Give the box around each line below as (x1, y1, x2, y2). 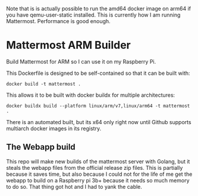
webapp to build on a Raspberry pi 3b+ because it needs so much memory (6, 176, 190, 184)
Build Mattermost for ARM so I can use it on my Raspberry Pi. (6, 58, 156, 65)
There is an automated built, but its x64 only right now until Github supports (6, 118, 191, 125)
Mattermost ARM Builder (6, 39, 131, 52)
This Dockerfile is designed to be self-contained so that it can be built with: (6, 69, 190, 77)
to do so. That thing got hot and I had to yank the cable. (6, 183, 143, 190)
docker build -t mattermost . (6, 81, 81, 87)
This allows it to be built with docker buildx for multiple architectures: (6, 91, 175, 99)
